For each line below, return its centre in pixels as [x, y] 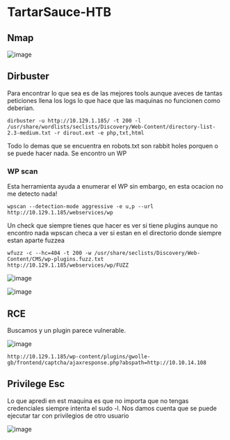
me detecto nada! [32, 194]
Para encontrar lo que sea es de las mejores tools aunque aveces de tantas [115, 93]
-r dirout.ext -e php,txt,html [99, 133]
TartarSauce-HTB [59, 12]
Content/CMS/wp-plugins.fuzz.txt [56, 259]
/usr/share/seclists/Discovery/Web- [147, 253]
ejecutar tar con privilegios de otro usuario [68, 416]
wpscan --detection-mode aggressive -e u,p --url [81, 207]
